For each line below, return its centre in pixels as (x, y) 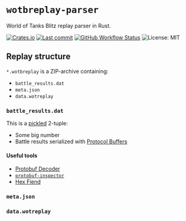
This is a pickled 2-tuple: (37, 123)
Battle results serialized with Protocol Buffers (71, 141)
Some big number (37, 135)
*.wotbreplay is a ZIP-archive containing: (58, 71)
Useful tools (22, 155)
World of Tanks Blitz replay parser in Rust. (58, 25)
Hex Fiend (28, 182)
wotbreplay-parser (52, 10)
